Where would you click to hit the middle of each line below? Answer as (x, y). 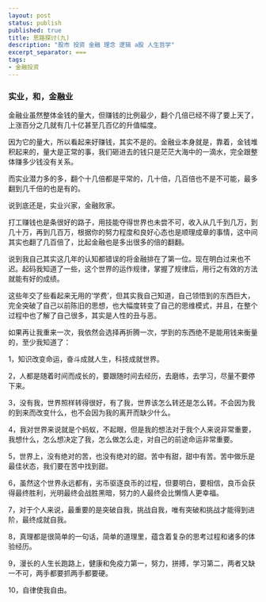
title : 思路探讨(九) (39, 38)
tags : (17, 60)
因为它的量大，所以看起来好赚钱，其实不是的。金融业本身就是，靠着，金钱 (129, 142)
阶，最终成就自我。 (40, 520)
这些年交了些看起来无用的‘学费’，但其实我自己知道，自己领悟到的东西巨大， (131, 296)
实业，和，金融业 (41, 96)
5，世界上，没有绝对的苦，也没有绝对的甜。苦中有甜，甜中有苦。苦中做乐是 (132, 456)
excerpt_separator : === (47, 52)
